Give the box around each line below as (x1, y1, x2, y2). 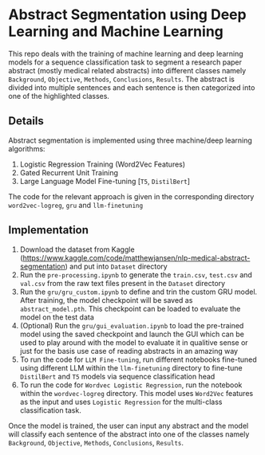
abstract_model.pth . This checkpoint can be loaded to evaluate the (19, 304, 241, 313)
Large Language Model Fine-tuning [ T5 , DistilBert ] (19, 176, 190, 186)
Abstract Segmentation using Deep (8, 6, 247, 24)
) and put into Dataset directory (65, 261, 168, 271)
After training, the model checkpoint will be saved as (19, 295, 193, 304)
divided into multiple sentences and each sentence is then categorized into (8, 82, 255, 92)
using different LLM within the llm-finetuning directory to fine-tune (19, 363, 243, 372)
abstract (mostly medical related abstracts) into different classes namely (8, 65, 247, 75)
